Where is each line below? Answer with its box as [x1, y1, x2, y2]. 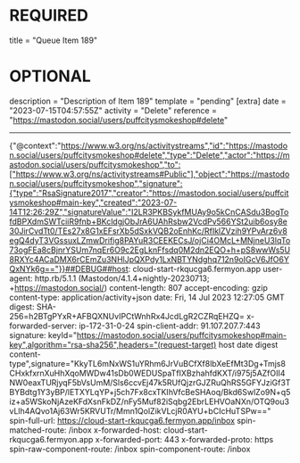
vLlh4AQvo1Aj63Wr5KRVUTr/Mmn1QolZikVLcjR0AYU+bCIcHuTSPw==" [9, 405, 271, 416]
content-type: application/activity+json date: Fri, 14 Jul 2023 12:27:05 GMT [9, 292, 285, 302]
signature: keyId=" [9, 329, 78, 340]
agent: [9, 273, 33, 284]
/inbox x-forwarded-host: [68, 425, 162, 435]
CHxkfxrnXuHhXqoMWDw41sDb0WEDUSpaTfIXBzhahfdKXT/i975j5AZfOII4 [9, 368, 286, 378]
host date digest [218, 339, 279, 350]
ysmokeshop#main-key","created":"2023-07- [9, 197, 178, 208]
